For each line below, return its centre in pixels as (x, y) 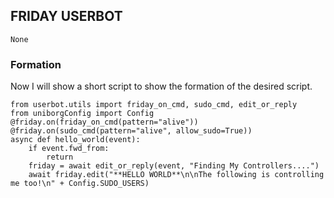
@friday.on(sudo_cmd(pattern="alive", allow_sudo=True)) (131, 131)
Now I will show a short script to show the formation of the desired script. (161, 86)
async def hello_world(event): (75, 140)
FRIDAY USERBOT (66, 16)
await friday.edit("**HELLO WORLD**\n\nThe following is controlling (176, 175)
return (60, 157)
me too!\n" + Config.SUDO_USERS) (80, 184)
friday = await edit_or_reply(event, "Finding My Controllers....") (174, 166)
